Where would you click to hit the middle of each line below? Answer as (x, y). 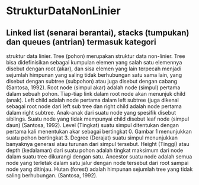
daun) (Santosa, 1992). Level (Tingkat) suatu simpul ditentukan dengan (93, 125)
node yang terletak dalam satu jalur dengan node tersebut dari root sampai (97, 163)
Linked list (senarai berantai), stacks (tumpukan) (98, 33)
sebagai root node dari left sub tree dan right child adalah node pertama (94, 106)
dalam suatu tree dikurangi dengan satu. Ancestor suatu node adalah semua (99, 157)
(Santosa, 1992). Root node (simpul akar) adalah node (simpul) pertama (93, 87)
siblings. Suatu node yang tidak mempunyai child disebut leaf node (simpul (98, 119)
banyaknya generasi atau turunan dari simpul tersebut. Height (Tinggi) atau (98, 144)
